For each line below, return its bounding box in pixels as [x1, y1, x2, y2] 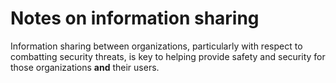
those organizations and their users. [10, 61, 160, 73]
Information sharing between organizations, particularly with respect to [10, 40, 303, 52]
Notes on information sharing [10, 7, 260, 30]
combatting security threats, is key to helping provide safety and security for [10, 50, 326, 62]
